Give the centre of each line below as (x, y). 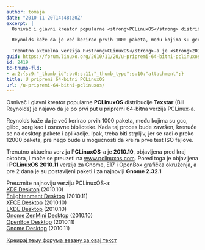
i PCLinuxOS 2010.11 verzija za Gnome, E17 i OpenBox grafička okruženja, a (102, 165)
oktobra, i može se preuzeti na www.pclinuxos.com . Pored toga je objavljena (102, 159)
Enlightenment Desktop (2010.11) (47, 196)
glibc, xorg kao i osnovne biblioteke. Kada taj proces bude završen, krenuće (102, 127)
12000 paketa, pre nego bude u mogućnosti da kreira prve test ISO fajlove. (100, 140)
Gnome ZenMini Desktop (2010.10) (50, 216)
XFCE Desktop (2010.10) (37, 202)
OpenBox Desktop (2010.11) (41, 222)
